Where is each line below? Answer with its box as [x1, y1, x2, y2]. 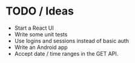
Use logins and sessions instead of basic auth [14, 37, 130, 44]
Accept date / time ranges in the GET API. [14, 50, 119, 57]
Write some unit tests [14, 30, 68, 38]
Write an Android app [14, 44, 68, 51]
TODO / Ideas [5, 4, 74, 18]
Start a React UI [14, 24, 54, 31]
